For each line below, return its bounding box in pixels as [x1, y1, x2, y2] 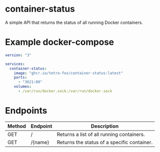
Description [91, 123, 119, 130]
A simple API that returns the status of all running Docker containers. [5, 19, 143, 25]
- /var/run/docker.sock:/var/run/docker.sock [18, 89, 112, 94]
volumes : [14, 84, 32, 89]
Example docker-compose [5, 37, 114, 48]
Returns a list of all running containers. [57, 131, 145, 137]
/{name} [31, 139, 50, 146]
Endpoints [5, 105, 47, 116]
